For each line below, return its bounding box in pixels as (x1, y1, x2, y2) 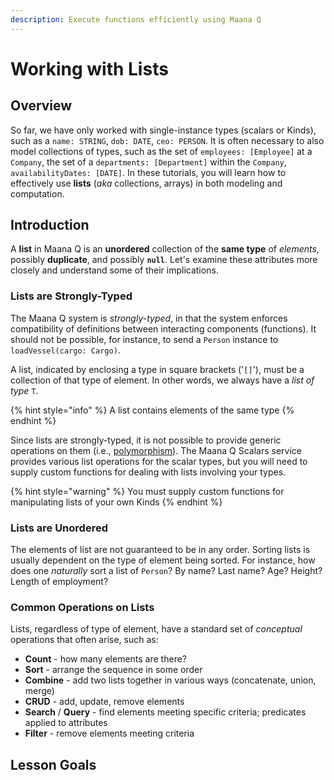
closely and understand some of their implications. (10, 264, 219, 276)
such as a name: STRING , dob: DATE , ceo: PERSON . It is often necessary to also (10, 134, 325, 146)
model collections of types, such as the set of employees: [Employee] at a (10, 145, 313, 157)
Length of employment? (10, 576, 109, 588)
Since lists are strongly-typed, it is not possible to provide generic (10, 434, 282, 446)
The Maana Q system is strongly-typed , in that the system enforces (10, 312, 288, 324)
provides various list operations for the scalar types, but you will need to (10, 455, 308, 467)
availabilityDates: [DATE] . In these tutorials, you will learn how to (10, 166, 287, 178)
